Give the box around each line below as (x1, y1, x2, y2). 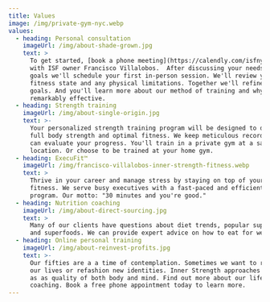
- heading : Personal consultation (15, 34, 131, 43)
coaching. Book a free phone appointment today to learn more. (29, 281, 247, 290)
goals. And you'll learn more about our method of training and (29, 86, 250, 95)
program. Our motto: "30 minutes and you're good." (29, 191, 207, 200)
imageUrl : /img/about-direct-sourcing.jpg (22, 206, 167, 214)
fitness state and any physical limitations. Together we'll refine (29, 79, 264, 87)
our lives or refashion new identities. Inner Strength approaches (29, 267, 261, 275)
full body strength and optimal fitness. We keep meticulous (29, 131, 239, 139)
